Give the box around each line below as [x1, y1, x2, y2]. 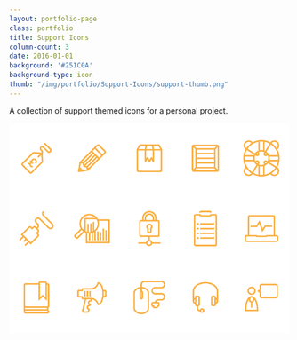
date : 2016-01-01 [9, 51, 74, 61]
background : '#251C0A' [9, 61, 93, 70]
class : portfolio [9, 23, 74, 33]
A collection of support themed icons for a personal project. [9, 105, 229, 115]
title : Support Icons [9, 33, 90, 42]
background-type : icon [9, 71, 93, 80]
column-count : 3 [9, 43, 69, 51]
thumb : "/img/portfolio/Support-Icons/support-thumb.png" [9, 80, 229, 89]
